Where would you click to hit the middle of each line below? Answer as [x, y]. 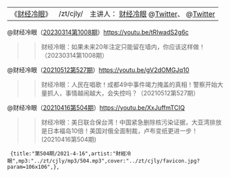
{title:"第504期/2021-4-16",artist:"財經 [68, 154]
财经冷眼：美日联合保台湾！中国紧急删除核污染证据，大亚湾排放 [131, 122]
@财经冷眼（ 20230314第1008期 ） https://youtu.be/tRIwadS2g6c [98, 32]
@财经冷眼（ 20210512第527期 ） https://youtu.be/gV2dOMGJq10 [98, 70]
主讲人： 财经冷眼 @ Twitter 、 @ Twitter [152, 14]
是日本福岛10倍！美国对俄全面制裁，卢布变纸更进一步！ [119, 131]
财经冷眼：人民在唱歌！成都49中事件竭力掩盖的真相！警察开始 [129, 84]
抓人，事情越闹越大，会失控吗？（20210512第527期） [123, 93]
